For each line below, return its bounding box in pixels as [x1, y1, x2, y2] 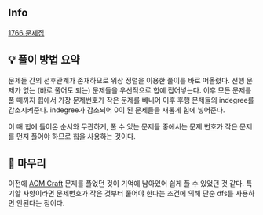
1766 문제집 [8, 27, 45, 38]
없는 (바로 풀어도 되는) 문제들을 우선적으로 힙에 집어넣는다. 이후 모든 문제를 [22, 86, 252, 95]
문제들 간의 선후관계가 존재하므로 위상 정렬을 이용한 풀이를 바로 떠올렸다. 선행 [8, 75, 245, 85]
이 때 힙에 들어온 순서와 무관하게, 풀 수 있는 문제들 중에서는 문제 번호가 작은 [8, 122, 238, 131]
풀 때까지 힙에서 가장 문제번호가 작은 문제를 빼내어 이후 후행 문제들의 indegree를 [8, 95, 254, 104]
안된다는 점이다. [16, 199, 65, 208]
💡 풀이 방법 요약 [8, 53, 80, 67]
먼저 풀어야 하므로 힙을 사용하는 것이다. [16, 131, 136, 140]
